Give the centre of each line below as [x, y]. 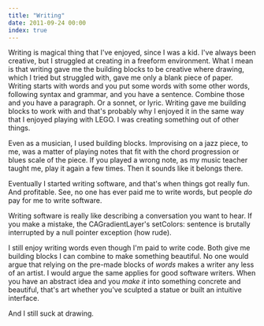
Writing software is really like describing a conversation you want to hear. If [130, 216]
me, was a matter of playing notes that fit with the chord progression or [124, 152]
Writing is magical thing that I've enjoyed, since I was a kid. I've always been [132, 53]
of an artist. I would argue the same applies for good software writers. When [132, 273]
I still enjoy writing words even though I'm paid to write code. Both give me [129, 248]
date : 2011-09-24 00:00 [47, 23]
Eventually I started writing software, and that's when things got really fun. [129, 184]
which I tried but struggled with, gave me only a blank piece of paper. [121, 78]
